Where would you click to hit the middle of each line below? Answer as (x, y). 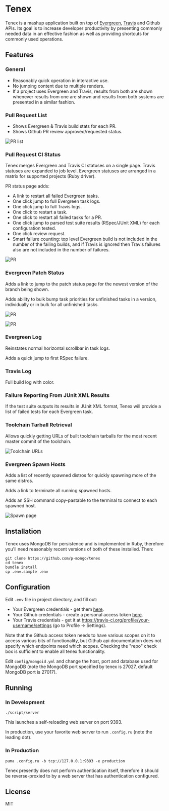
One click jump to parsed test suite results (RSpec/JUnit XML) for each (86, 223)
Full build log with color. (30, 382)
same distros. (19, 481)
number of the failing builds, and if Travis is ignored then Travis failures (86, 244)
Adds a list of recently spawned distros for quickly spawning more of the (81, 475)
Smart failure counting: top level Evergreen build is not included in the (85, 239)
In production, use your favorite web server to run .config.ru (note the (79, 732)
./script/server (22, 713)
